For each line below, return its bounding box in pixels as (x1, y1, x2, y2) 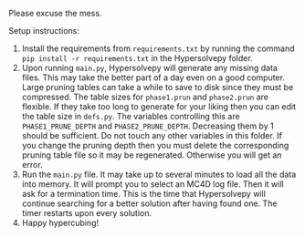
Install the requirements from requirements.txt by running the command (21, 43, 295, 54)
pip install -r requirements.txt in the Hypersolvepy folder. (21, 53, 253, 63)
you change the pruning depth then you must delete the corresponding (21, 140, 289, 150)
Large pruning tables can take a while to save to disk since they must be (21, 82, 294, 92)
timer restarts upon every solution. (21, 208, 152, 218)
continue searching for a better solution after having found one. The (21, 198, 278, 209)
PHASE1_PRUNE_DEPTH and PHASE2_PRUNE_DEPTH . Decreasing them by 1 (21, 120, 275, 131)
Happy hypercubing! (21, 218, 100, 228)
